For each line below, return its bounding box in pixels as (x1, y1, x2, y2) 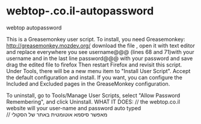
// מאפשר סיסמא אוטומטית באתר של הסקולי (6, 111, 108, 118)
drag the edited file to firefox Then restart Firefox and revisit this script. (6, 61, 182, 68)
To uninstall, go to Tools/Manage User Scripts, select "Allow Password (6, 92, 181, 99)
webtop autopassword (6, 24, 62, 31)
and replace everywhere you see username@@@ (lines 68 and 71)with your (6, 48, 194, 55)
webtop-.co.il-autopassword (6, 4, 154, 18)
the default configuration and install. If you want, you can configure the (6, 74, 182, 81)
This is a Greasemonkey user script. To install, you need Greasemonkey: (6, 35, 185, 43)
